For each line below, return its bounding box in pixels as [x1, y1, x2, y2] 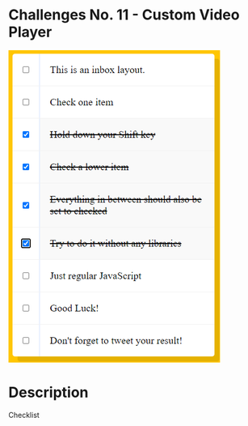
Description [8, 383, 89, 402]
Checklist [8, 410, 40, 420]
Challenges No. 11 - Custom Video [8, 6, 240, 24]
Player [8, 23, 53, 41]
